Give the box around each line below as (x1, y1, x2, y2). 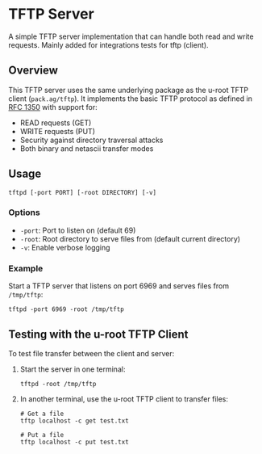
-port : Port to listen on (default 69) (19, 225, 136, 235)
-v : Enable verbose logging (19, 242, 110, 252)
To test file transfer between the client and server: (8, 348, 175, 358)
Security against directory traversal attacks (19, 135, 164, 145)
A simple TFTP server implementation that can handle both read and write (8, 32, 254, 41)
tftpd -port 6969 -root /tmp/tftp (8, 305, 125, 313)
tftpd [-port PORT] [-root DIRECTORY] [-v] (8, 188, 157, 196)
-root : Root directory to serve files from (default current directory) (19, 233, 240, 243)
